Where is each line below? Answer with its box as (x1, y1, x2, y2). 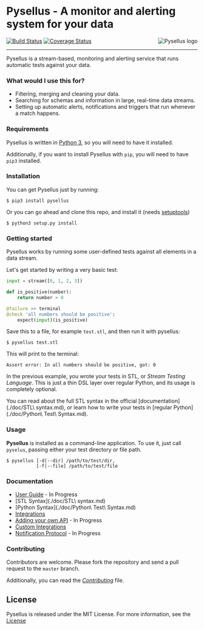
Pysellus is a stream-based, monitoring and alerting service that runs (6, 55, 179, 62)
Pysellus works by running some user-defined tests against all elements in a (6, 248, 197, 255)
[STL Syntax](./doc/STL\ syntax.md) (15, 497, 106, 504)
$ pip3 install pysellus (6, 198, 69, 204)
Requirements (6, 125, 49, 133)
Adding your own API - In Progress (15, 516, 102, 524)
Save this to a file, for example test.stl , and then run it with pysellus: (6, 328, 180, 335)
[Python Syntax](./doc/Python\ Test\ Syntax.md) (15, 504, 136, 511)
